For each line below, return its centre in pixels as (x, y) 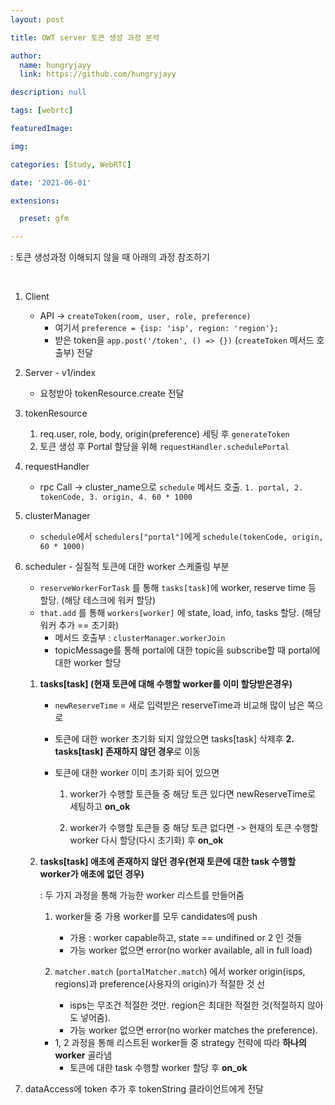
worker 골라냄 (83, 1055)
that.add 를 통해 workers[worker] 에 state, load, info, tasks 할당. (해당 (180, 613)
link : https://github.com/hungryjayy (98, 74)
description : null (48, 92)
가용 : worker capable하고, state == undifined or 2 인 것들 (186, 938)
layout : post (37, 19)
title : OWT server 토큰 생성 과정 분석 (85, 37)
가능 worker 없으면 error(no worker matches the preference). (193, 1030)
